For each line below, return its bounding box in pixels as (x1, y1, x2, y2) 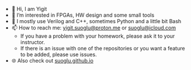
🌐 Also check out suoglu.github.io (11, 57, 93, 64)
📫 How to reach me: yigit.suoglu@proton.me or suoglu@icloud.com (11, 24, 176, 31)
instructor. (20, 39, 46, 46)
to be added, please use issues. (20, 51, 98, 58)
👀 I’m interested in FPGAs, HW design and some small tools (11, 12, 155, 19)
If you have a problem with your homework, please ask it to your (20, 32, 175, 39)
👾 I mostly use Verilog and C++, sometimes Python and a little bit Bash (11, 18, 182, 24)
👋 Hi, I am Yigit (11, 6, 47, 12)
